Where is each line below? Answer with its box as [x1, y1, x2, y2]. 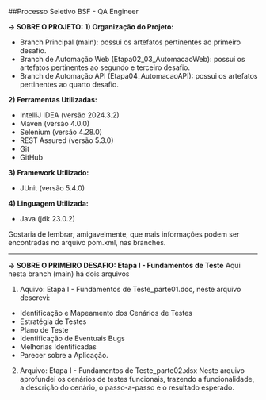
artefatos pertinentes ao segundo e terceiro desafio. [19, 63, 191, 72]
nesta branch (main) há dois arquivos [8, 269, 130, 279]
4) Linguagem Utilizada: [8, 198, 89, 208]
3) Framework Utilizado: [8, 168, 89, 177]
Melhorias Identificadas [19, 342, 97, 352]
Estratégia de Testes [19, 317, 87, 326]
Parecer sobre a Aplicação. [19, 351, 108, 360]
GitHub [19, 152, 44, 162]
